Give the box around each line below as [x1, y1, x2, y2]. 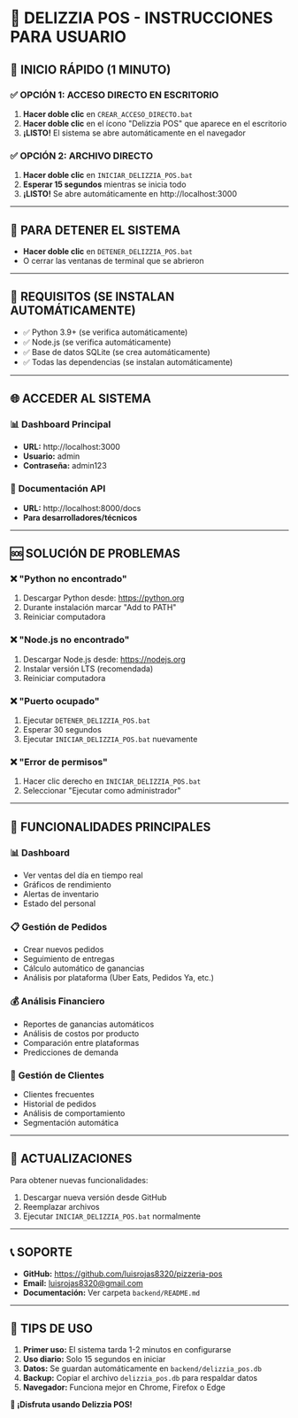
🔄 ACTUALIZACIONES [10, 1151, 133, 1166]
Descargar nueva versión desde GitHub [22, 1191, 167, 1203]
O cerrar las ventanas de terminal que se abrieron [22, 255, 204, 266]
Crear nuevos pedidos [22, 944, 104, 955]
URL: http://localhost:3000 [22, 442, 120, 453]
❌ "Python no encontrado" [10, 573, 127, 585]
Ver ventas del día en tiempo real [22, 870, 144, 880]
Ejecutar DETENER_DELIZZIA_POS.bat [22, 715, 151, 725]
